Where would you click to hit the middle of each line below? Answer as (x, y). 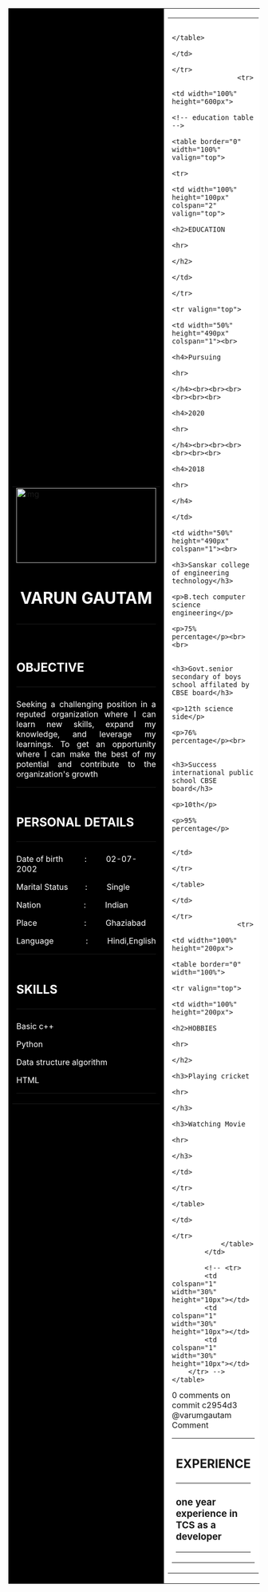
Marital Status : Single (73, 887)
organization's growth (57, 774)
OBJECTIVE (50, 667)
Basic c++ (35, 1026)
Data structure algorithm (62, 1062)
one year (196, 1502)
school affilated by (211, 685)
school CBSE (195, 781)
